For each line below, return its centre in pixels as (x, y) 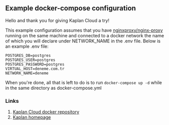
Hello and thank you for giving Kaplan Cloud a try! (57, 20)
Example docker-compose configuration (71, 8)
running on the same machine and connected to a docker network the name (85, 35)
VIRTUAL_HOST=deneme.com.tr (35, 69)
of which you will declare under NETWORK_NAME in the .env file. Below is (83, 41)
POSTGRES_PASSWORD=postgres (35, 64)
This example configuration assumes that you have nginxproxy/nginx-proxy (84, 30)
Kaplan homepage (32, 117)
